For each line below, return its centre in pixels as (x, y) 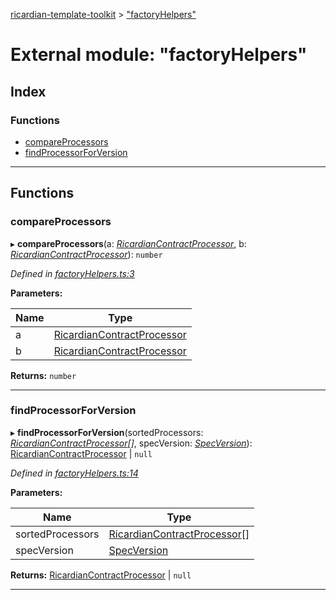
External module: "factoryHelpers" (159, 55)
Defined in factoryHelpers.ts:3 (72, 273)
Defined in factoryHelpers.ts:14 (74, 473)
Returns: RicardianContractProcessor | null (101, 575)
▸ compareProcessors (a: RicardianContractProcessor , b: (128, 243)
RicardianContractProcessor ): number (86, 254)
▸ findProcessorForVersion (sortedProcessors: (107, 432)
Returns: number (43, 375)
